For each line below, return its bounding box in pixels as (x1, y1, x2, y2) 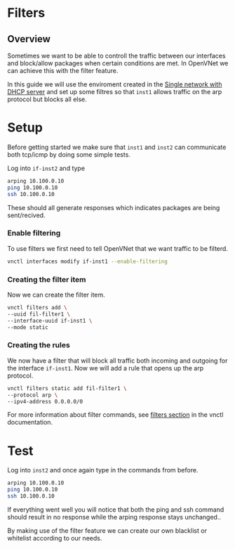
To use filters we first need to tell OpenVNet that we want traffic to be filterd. (7, 244, 228, 252)
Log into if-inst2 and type (7, 164, 86, 172)
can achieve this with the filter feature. (7, 67, 119, 75)
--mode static (7, 323, 49, 331)
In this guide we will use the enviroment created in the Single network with (7, 80, 222, 89)
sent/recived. (7, 211, 46, 219)
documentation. (7, 418, 53, 427)
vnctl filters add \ (7, 304, 68, 311)
